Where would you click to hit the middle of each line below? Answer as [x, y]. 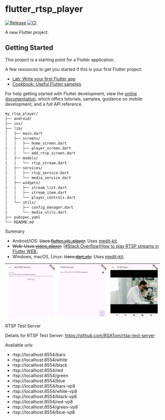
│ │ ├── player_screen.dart [38, 148]
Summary [15, 231]
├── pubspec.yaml [23, 217]
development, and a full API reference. [44, 104]
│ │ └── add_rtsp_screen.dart [41, 153]
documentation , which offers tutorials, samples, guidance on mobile [74, 99]
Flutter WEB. [25, 251]
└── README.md [20, 222]
